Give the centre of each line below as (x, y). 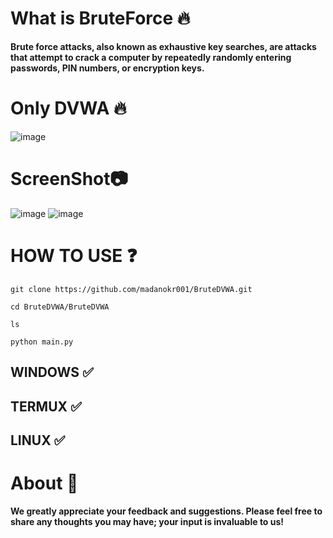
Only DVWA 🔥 (68, 108)
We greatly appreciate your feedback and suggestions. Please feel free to (166, 511)
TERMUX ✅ (46, 406)
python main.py (42, 342)
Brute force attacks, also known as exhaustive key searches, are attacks (163, 46)
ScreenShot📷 (69, 179)
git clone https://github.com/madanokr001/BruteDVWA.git (131, 289)
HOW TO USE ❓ (74, 256)
